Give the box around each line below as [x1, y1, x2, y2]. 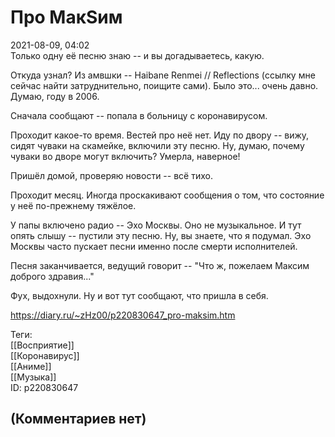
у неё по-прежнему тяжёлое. [10, 199, 137, 211]
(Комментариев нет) [10, 411, 147, 428]
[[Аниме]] [10, 360, 52, 372]
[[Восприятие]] [10, 339, 75, 351]
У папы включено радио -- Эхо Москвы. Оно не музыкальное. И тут [10, 219, 302, 231]
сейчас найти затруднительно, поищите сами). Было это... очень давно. [10, 79, 319, 91]
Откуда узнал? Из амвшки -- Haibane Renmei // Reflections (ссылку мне [10, 69, 316, 81]
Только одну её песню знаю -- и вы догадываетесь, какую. [10, 49, 265, 61]
